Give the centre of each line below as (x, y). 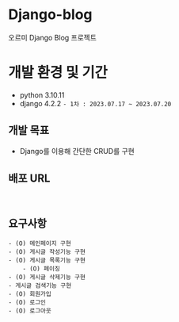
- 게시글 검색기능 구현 (40, 286)
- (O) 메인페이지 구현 (40, 243)
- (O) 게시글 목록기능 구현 (47, 261)
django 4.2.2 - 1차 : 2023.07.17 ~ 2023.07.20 (95, 103)
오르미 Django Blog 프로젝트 (53, 37)
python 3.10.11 (42, 95)
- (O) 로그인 (27, 303)
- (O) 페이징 (42, 269)
